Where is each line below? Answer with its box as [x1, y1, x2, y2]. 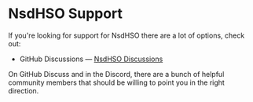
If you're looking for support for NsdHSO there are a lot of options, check [8, 31, 245, 40]
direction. [8, 86, 39, 95]
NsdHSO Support [8, 5, 123, 23]
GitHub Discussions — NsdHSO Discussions [19, 54, 163, 64]
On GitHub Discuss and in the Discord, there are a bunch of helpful [8, 69, 225, 78]
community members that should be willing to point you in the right [8, 78, 225, 87]
